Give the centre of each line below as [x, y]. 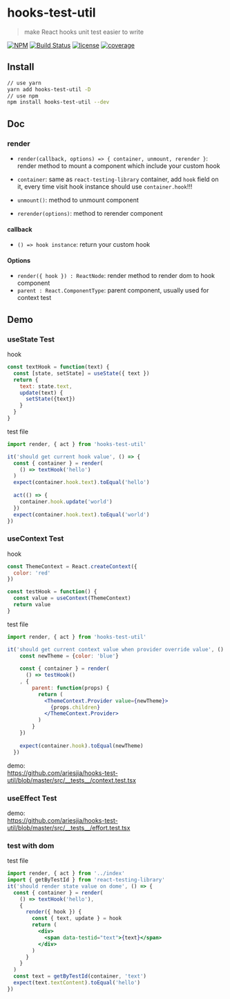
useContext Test [36, 539]
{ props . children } [75, 707]
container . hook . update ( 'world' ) [66, 502]
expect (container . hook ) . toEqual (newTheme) [82, 746]
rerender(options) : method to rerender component [90, 213]
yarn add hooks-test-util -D [49, 89]
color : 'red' [32, 573]
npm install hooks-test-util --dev [58, 102]
